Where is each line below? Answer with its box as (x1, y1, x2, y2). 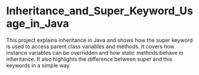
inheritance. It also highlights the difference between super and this (6, 55, 173, 62)
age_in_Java (6, 17, 69, 30)
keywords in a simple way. (6, 61, 71, 69)
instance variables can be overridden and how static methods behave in (6, 49, 184, 56)
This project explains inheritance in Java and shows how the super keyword (6, 36, 193, 43)
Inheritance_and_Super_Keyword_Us (6, 4, 193, 18)
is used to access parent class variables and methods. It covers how (6, 43, 174, 50)
